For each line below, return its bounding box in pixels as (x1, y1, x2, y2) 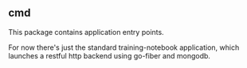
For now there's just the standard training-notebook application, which (8, 43, 240, 52)
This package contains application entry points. (8, 27, 165, 36)
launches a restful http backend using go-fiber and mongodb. (8, 51, 211, 60)
